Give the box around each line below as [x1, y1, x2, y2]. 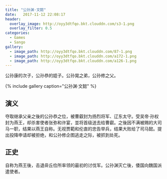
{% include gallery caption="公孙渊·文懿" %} [5, 83, 97, 89]
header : [5, 16, 21, 21]
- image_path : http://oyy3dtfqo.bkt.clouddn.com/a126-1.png [9, 58, 137, 63]
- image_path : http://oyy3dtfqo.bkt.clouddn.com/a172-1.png [9, 53, 137, 59]
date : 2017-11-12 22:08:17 [5, 12, 66, 17]
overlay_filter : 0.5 [9, 26, 52, 31]
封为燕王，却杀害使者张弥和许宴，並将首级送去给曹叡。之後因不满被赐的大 [5, 120, 158, 126]
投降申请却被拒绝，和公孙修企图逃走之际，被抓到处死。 [9, 132, 123, 138]
